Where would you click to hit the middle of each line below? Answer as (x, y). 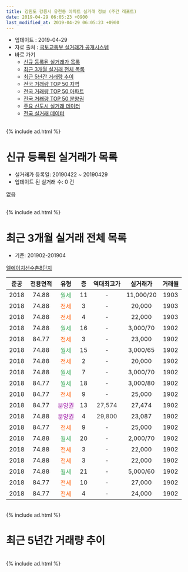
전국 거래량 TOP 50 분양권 (53, 99)
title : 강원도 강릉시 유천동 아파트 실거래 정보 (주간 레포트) (71, 11)
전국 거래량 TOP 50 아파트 (53, 91)
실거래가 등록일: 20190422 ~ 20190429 (61, 175)
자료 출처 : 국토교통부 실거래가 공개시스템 (62, 47)
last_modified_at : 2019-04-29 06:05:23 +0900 (63, 22)
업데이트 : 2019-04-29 (41, 40)
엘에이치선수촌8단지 (29, 268)
